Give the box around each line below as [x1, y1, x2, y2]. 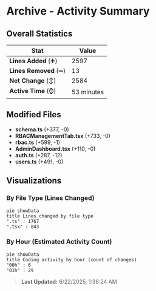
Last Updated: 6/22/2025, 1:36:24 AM [21, 278, 117, 285]
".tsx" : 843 [6, 224, 39, 230]
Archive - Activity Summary [6, 4, 150, 18]
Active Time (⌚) [9, 87, 56, 95]
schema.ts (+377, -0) [15, 126, 69, 133]
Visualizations [6, 176, 62, 186]
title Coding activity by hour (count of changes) [6, 256, 137, 262]
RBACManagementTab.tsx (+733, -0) [15, 132, 111, 139]
